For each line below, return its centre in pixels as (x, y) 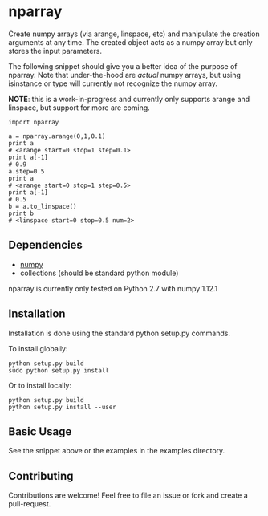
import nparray (34, 122)
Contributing (41, 476)
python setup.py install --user (62, 407)
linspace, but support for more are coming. (79, 108)
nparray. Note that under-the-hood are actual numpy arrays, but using (124, 75)
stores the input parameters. (55, 51)
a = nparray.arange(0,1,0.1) (57, 136)
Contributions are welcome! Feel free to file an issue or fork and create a (128, 495)
